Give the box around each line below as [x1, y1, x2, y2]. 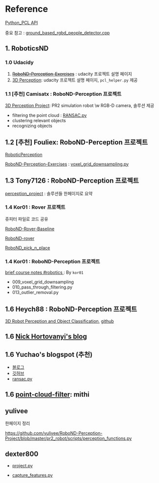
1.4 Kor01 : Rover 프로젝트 [5, 204, 66, 211]
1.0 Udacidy [5, 59, 34, 66]
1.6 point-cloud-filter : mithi [5, 390, 90, 399]
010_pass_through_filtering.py [12, 284, 72, 290]
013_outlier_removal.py [12, 290, 59, 295]
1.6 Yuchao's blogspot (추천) [5, 350, 93, 359]
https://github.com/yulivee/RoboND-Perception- [5, 430, 103, 436]
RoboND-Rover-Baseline [5, 226, 55, 232]
